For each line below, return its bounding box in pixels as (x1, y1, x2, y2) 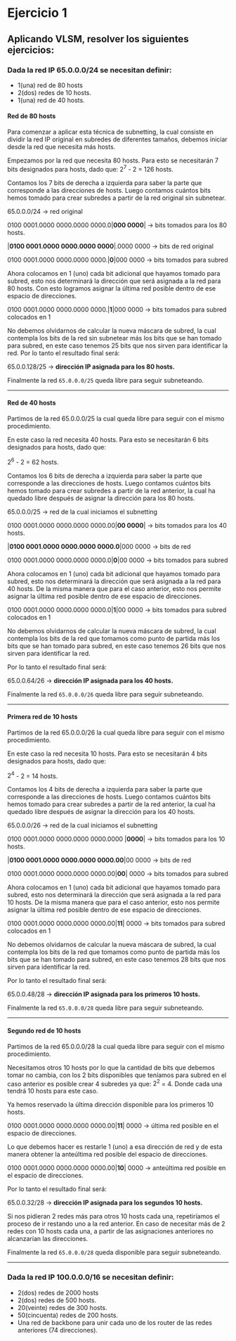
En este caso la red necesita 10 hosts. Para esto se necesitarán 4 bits (7, 749, 208, 758)
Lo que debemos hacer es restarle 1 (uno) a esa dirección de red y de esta (7, 1143, 223, 1151)
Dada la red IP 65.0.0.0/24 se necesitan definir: (7, 65, 172, 75)
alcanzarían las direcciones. (7, 1235, 88, 1243)
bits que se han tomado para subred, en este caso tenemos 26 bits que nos (7, 642, 226, 650)
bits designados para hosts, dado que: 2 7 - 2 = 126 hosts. (7, 164, 174, 173)
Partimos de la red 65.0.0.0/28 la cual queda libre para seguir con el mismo (7, 1042, 225, 1050)
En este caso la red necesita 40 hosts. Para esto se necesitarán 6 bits (7, 435, 209, 444)
